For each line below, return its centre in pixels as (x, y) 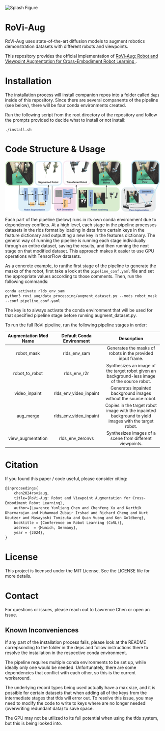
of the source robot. (131, 381)
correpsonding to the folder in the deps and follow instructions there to (77, 647)
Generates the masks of (131, 348)
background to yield (131, 416)
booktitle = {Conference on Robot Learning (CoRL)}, (69, 522)
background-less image (131, 376)
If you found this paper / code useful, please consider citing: (66, 479)
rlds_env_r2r (77, 373)
